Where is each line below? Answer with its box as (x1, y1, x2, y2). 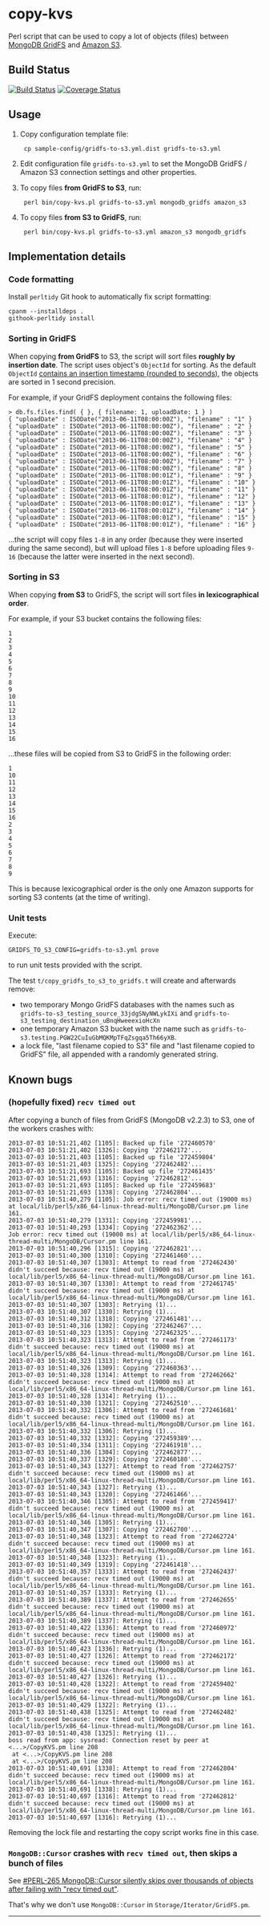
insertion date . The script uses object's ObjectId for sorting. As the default (8, 360, 256, 369)
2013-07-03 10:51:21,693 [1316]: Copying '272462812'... (8, 1174, 203, 1182)
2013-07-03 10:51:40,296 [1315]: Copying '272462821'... (8, 1244, 203, 1252)
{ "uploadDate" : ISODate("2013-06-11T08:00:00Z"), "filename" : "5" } (8, 443, 252, 451)
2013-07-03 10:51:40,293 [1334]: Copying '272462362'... (8, 1223, 203, 1231)
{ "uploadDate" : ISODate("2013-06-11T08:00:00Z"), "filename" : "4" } (8, 436, 252, 444)
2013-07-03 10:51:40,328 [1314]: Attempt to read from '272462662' (8, 1370, 239, 1379)
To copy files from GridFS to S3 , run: (19, 182, 143, 193)
